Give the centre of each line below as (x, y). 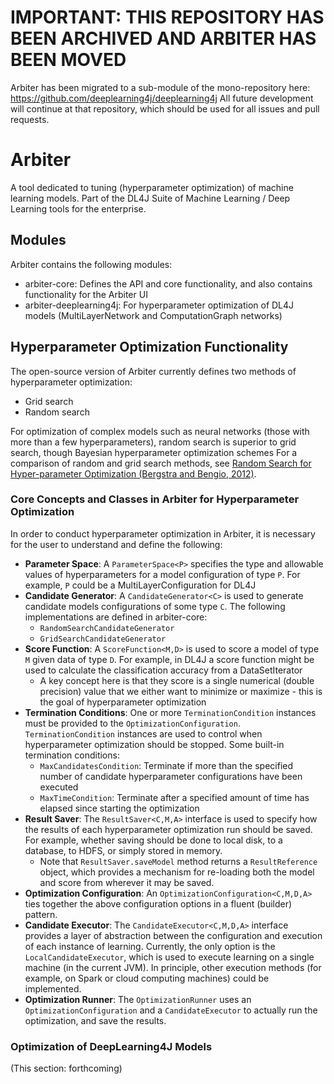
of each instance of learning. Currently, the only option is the (150, 946)
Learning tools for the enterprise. (78, 208)
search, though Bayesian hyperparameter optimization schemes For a (154, 452)
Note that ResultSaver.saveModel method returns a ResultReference (178, 861)
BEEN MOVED (68, 60)
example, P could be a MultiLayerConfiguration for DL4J (140, 585)
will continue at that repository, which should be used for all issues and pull (165, 108)
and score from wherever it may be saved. (127, 882)
